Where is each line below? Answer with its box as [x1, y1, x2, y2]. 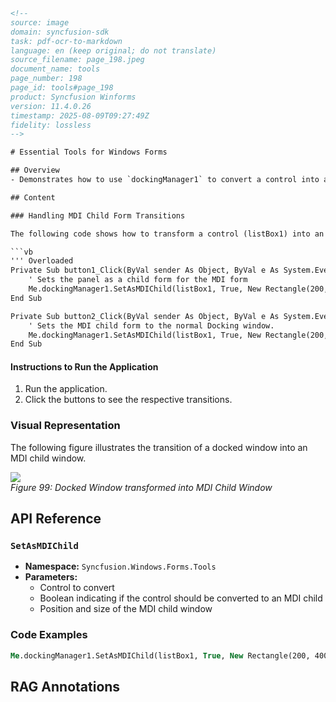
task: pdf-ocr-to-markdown [10, 36, 123, 46]
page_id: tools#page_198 [10, 83, 114, 93]
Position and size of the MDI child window [39, 603, 213, 615]
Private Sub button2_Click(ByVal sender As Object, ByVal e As [10, 311, 280, 321]
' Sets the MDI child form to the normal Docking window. [28, 320, 275, 331]
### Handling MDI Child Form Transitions [10, 210, 186, 221]
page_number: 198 [10, 74, 83, 84]
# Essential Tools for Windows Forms [10, 147, 168, 158]
